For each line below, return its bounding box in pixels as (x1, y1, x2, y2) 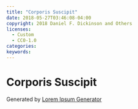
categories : (6, 43, 37, 50)
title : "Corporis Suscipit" (6, 9, 78, 15)
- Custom (12, 32, 34, 38)
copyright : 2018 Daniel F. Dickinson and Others (6, 20, 133, 26)
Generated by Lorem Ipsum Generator (6, 96, 102, 103)
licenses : (6, 26, 32, 32)
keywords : (6, 49, 32, 55)
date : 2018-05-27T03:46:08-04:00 (6, 15, 92, 21)
